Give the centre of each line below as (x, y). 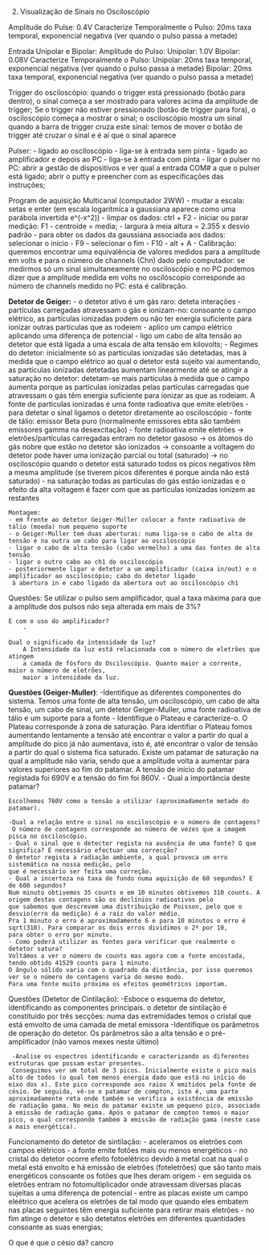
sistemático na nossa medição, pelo (69, 864)
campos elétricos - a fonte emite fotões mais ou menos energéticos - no (128, 1150)
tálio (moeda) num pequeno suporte (68, 527)
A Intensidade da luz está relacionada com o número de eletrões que (142, 650)
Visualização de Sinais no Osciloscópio (85, 12)
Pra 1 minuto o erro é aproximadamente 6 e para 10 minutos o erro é (127, 921)
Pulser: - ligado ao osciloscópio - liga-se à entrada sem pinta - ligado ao (128, 151)
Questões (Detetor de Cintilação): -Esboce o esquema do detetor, (117, 999)
